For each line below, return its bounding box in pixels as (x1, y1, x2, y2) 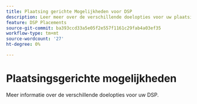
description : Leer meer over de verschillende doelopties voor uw (6, 14, 172, 20)
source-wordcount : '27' (6, 36, 64, 42)
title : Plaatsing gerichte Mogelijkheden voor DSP (6, 8, 133, 15)
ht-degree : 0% (6, 42, 41, 48)
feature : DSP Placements (6, 19, 67, 25)
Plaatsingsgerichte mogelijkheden (6, 72, 177, 85)
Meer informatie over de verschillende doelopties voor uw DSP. (6, 91, 159, 98)
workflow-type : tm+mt (6, 31, 59, 36)
